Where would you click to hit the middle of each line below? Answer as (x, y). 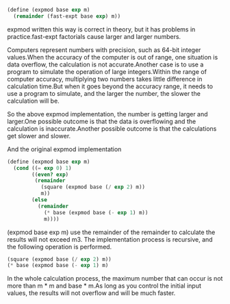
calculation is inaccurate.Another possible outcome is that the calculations (112, 128)
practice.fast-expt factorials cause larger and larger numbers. (94, 36)
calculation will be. (33, 101)
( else (40, 200)
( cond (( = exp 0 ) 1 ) (42, 168)
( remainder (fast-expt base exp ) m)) (67, 16)
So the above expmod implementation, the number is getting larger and (107, 114)
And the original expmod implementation (64, 149)
